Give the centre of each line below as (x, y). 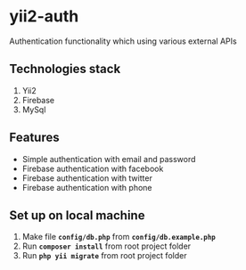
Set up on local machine (77, 215)
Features (34, 138)
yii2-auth (44, 16)
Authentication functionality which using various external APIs (123, 41)
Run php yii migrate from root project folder (104, 256)
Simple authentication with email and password (109, 159)
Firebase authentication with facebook (93, 168)
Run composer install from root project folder (107, 246)
